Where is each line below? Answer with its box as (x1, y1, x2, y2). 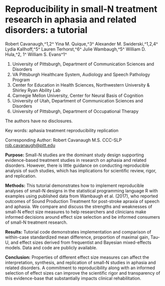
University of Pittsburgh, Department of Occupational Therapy (12, 108, 139, 114)
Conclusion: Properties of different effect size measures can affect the (5, 254, 149, 260)
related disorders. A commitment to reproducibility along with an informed (5, 265, 155, 271)
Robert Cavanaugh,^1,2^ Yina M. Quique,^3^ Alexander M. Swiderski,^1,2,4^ (5, 41, 159, 47)
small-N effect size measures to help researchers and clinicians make (5, 209, 147, 215)
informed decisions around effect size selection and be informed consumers (5, 214, 160, 220)
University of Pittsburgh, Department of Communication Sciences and (12, 61, 154, 67)
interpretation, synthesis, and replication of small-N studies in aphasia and (5, 259, 156, 265)
